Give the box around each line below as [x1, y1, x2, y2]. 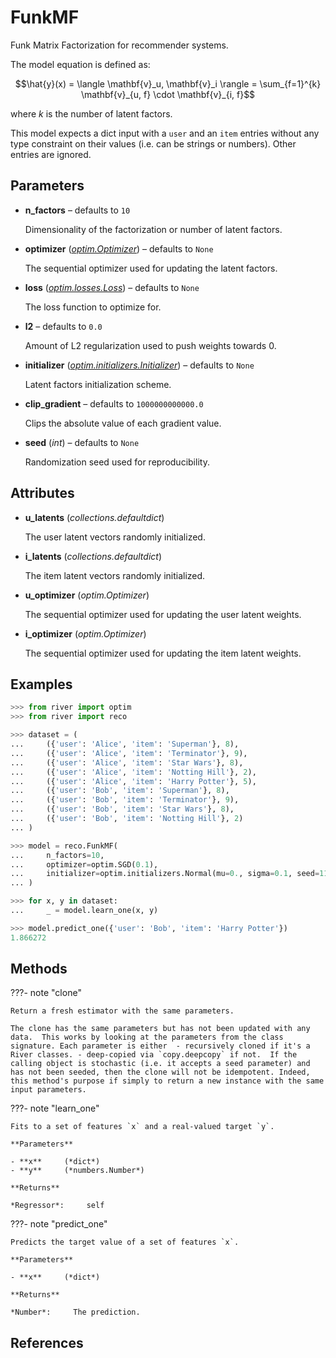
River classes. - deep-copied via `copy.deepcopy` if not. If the [10, 1050, 298, 1060]
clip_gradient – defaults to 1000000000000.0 [24, 397, 204, 410]
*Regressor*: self [10, 1201, 105, 1211]
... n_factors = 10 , [10, 850, 105, 860]
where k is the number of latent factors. [10, 107, 173, 120]
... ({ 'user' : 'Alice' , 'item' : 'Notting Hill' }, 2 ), [10, 767, 257, 777]
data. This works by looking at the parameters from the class [10, 1032, 284, 1043]
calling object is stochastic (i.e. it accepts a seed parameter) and [10, 1059, 311, 1069]
